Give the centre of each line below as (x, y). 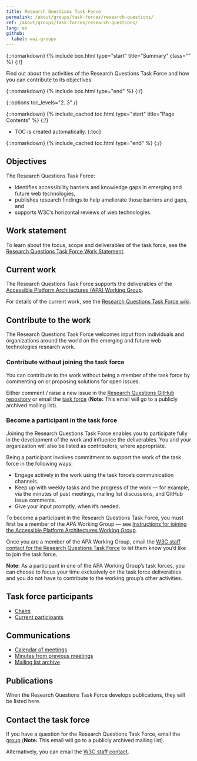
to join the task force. (32, 554)
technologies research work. (41, 347)
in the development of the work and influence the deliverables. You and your (99, 439)
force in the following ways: (39, 463)
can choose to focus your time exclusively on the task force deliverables (94, 572)
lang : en (17, 28)
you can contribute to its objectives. (49, 80)
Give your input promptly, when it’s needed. (67, 506)
